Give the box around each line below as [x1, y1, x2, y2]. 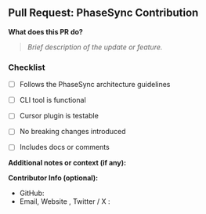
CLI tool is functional [19, 96, 86, 105]
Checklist [8, 62, 45, 73]
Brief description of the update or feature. [27, 42, 163, 52]
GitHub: [19, 188, 45, 198]
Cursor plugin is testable [19, 111, 99, 121]
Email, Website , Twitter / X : [19, 197, 111, 206]
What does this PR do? [8, 27, 84, 36]
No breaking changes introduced [19, 127, 127, 136]
